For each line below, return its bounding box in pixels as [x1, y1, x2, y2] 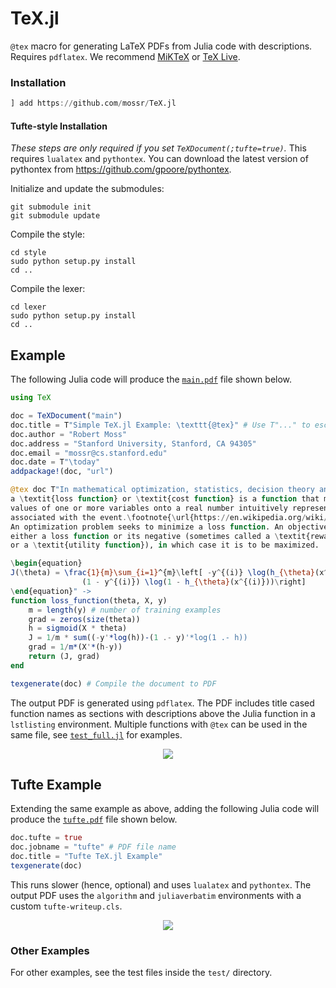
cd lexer [10, 302, 47, 312]
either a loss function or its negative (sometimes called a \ [10, 531, 280, 541]
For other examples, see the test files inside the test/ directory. [10, 967, 273, 979]
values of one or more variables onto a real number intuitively [10, 503, 288, 513]
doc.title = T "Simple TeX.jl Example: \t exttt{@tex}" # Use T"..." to [10, 420, 311, 430]
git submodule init [10, 202, 92, 212]
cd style [10, 248, 47, 258]
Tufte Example [10, 777, 102, 794]
